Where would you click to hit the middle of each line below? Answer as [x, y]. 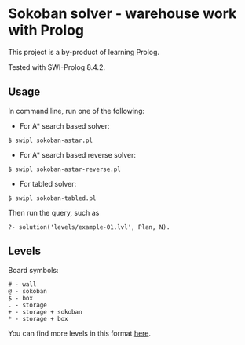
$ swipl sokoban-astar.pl [50, 140]
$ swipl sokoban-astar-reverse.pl [65, 169]
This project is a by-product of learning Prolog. [84, 52]
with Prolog [46, 30]
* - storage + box [38, 318]
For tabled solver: [48, 183]
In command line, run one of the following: [77, 111]
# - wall [22, 284]
